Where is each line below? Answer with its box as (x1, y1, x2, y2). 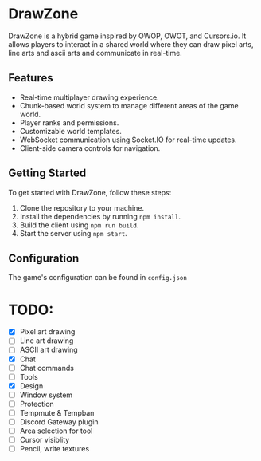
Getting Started (8, 167, 87, 180)
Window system (19, 390, 73, 400)
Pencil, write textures (19, 444, 90, 454)
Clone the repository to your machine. (19, 203, 145, 212)
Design (19, 380, 44, 391)
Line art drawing (19, 336, 74, 345)
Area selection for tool (19, 426, 93, 435)
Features (8, 71, 53, 85)
